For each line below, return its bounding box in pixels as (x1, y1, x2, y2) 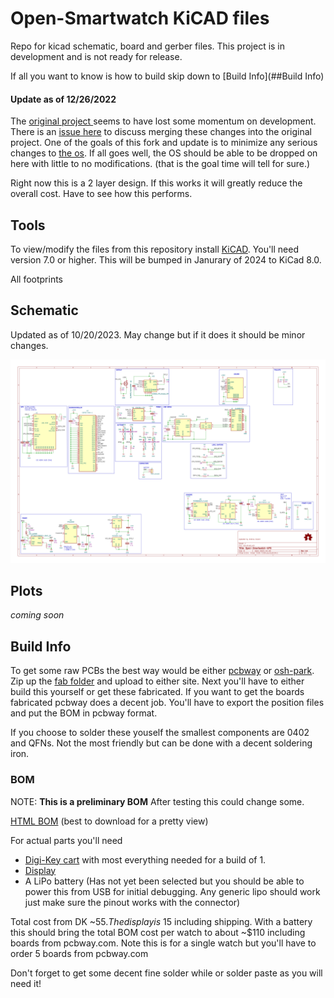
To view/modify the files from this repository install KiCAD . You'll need (10, 243, 299, 255)
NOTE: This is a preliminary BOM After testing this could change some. (10, 795, 305, 807)
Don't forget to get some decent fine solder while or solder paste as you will (10, 967, 323, 979)
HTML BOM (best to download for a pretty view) (10, 815, 209, 827)
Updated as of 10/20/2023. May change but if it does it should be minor (10, 328, 306, 341)
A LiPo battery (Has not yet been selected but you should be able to (24, 875, 305, 887)
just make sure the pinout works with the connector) (24, 896, 241, 908)
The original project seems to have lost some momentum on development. (10, 115, 317, 127)
